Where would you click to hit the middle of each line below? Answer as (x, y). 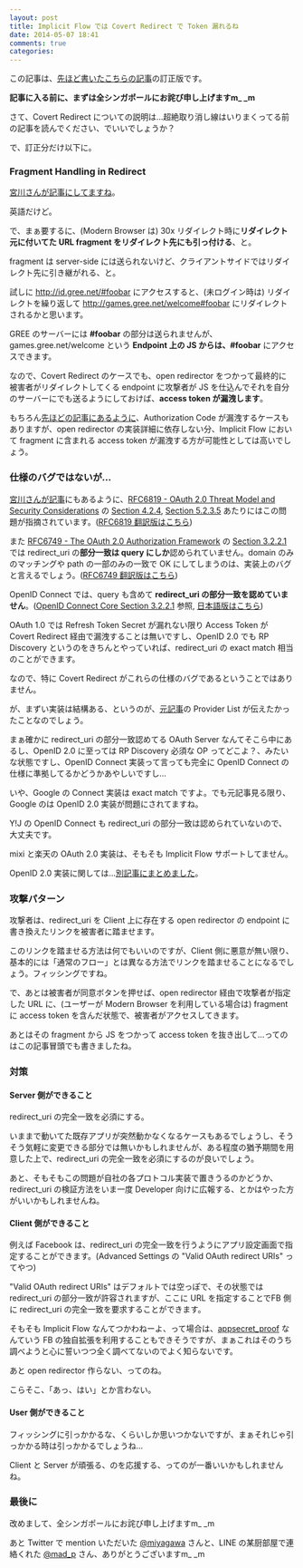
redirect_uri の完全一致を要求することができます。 (113, 1310)
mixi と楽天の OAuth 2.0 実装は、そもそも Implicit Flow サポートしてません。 (151, 854)
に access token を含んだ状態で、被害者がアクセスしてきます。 (127, 1015)
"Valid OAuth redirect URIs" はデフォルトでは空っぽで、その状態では (137, 1287)
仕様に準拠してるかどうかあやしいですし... (88, 773)
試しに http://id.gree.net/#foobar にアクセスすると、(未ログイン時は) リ (142, 292)
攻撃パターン (37, 898)
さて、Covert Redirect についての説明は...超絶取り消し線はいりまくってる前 (150, 117)
